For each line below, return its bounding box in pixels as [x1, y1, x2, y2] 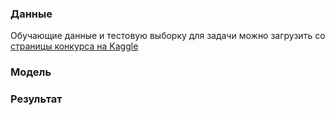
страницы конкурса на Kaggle [10, 40, 139, 52]
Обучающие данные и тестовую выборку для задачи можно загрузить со [10, 30, 326, 42]
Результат [10, 92, 63, 106]
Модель [10, 65, 52, 79]
